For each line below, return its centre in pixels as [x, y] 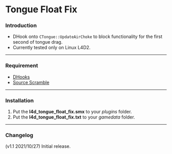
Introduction [21, 26]
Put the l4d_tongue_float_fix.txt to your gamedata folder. [74, 117]
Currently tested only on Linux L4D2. [51, 48]
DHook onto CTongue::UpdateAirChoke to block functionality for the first [88, 36]
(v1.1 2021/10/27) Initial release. [38, 146]
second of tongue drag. [38, 42]
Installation [20, 100]
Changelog [19, 135]
